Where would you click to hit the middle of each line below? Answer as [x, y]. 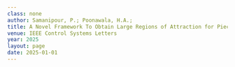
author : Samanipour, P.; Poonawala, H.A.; [70, 20]
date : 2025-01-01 [33, 53]
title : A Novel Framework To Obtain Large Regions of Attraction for [111, 27]
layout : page [26, 46]
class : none [24, 14]
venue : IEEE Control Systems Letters [62, 33]
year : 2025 [23, 40]
